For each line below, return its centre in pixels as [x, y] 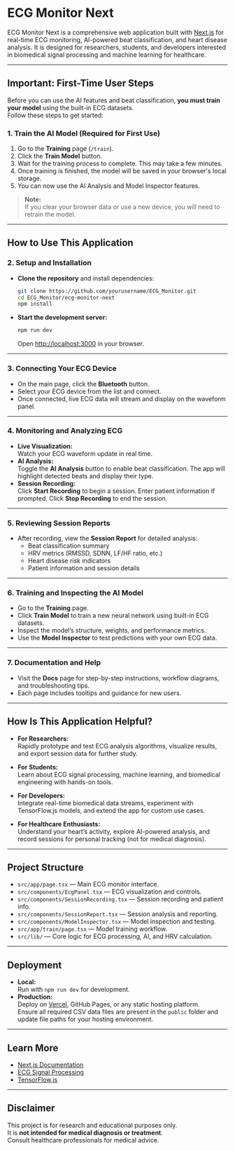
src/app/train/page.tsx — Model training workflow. [92, 929]
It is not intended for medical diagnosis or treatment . [85, 1132]
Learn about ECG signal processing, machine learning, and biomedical [119, 774]
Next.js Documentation [50, 1065]
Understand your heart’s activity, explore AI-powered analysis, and [114, 831]
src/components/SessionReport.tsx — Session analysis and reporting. [117, 914]
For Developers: [41, 795]
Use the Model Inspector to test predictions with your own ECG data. [117, 638]
